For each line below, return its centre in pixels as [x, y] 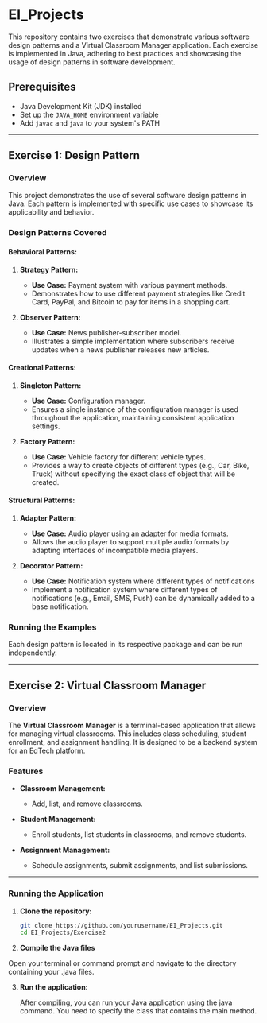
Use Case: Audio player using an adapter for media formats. [130, 533]
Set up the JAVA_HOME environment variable [89, 114]
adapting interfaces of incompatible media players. [115, 550]
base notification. [60, 606]
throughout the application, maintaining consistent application [133, 417]
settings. [46, 426]
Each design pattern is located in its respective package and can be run [126, 645]
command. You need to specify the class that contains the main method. [138, 1011]
